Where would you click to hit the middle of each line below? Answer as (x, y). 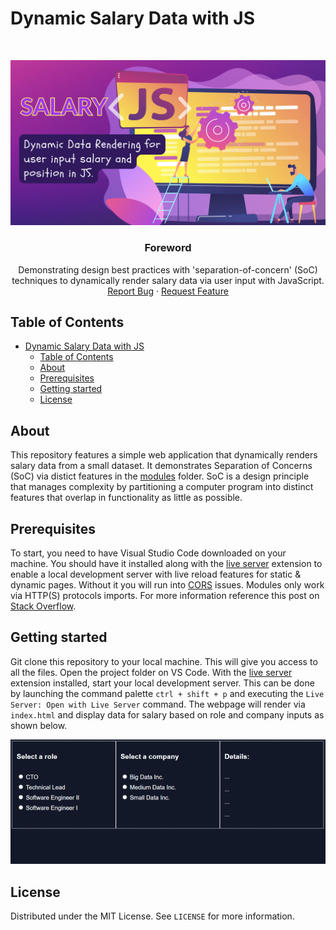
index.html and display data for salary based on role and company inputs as (167, 714)
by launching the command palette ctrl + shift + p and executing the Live (167, 693)
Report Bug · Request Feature (168, 291)
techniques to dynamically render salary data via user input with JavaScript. (168, 280)
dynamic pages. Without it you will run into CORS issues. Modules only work (167, 584)
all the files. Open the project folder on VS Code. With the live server (151, 672)
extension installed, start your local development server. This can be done (162, 683)
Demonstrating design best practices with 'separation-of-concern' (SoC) (168, 269)
